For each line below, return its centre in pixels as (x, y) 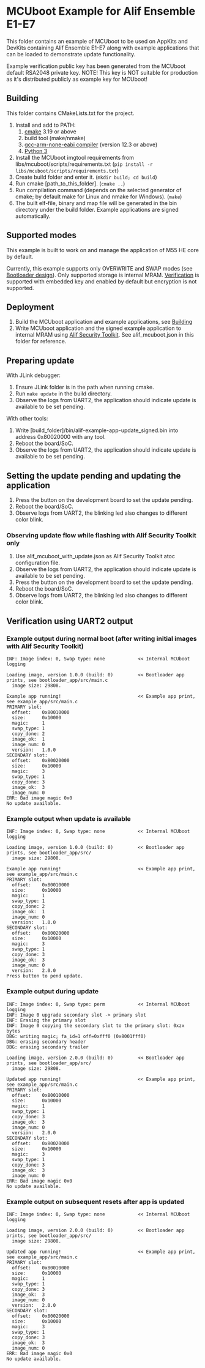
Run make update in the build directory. (63, 394)
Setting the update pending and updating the (94, 476)
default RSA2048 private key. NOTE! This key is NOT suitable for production (102, 72)
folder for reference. (41, 342)
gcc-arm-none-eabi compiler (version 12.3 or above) (91, 144)
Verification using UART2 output (70, 621)
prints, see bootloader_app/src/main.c (57, 680)
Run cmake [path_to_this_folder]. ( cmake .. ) (70, 183)
